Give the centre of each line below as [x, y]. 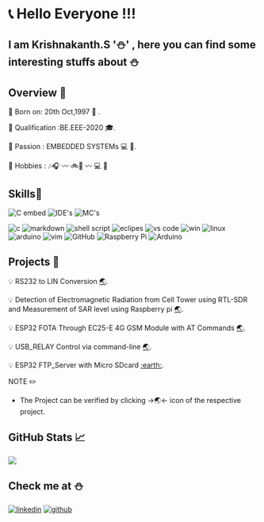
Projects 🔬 [34, 261]
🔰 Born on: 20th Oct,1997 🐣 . [54, 112]
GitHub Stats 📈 [47, 438]
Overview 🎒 [37, 92]
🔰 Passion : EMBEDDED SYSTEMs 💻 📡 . [73, 147]
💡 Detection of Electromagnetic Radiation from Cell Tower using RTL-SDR [128, 300]
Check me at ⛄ [46, 486]
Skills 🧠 [25, 194]
